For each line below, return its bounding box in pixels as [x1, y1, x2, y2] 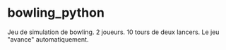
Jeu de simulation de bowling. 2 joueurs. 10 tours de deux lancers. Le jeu [7, 28, 220, 36]
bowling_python [7, 5, 105, 21]
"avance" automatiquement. [7, 35, 89, 43]
